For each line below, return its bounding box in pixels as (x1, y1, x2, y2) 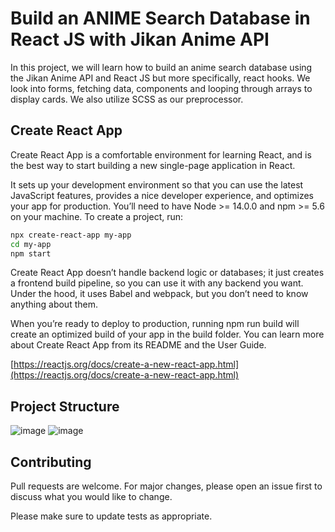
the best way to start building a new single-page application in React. (10, 159, 296, 171)
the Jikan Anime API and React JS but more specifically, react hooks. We (10, 72, 311, 84)
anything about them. (10, 298, 98, 311)
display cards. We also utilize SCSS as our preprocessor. (10, 93, 244, 105)
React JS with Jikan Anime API (10, 28, 270, 51)
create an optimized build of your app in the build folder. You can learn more (10, 328, 325, 341)
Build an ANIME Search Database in (10, 7, 311, 30)
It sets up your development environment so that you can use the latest (10, 178, 304, 191)
